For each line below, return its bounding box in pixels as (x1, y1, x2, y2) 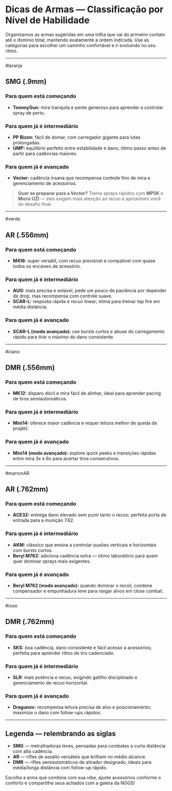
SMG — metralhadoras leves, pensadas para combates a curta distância (12, 743, 166, 749)
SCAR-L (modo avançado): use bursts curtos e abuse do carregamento (12, 328, 165, 334)
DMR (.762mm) (5, 617, 55, 626)
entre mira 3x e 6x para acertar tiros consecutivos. (12, 455, 120, 461)
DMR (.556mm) (5, 363, 55, 372)
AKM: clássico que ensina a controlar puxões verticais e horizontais (12, 542, 157, 548)
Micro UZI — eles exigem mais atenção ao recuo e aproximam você (17, 196, 161, 202)
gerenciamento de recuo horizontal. (12, 680, 89, 686)
